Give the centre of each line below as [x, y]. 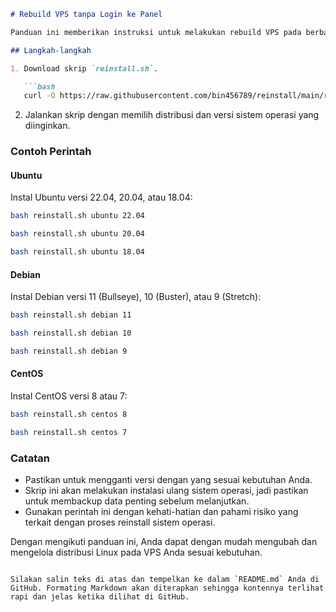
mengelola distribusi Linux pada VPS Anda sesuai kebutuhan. [136, 552]
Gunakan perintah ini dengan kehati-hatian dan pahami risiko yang [161, 512]
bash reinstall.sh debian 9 [69, 351]
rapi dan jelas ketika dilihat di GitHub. [100, 597]
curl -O [39, 96]
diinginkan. [47, 126]
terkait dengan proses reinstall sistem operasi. [120, 522]
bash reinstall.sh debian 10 [71, 333]
